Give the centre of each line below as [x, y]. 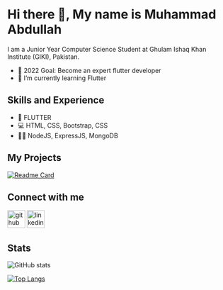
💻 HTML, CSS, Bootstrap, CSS [63, 125]
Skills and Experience [56, 100]
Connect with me [46, 197]
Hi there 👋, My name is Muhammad [112, 15]
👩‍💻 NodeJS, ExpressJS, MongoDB [68, 135]
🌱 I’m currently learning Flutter [62, 78]
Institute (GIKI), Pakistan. [44, 57]
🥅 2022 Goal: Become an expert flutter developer [89, 70]
